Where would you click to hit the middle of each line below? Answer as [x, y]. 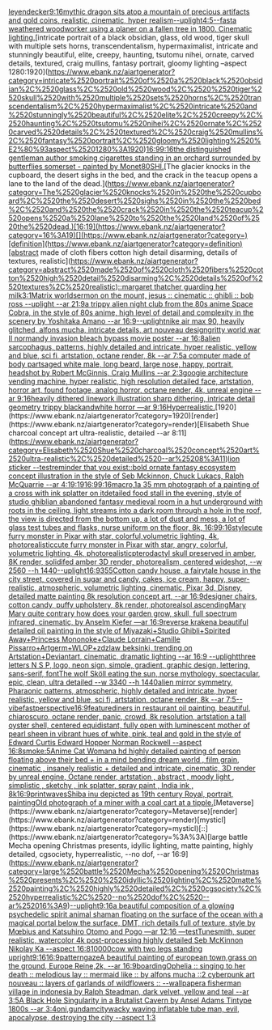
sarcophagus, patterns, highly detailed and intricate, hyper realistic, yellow [133, 347]
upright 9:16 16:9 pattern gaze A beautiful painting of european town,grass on [133, 957]
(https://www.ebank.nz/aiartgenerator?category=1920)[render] [113, 415]
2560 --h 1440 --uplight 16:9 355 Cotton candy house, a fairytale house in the [135, 570]
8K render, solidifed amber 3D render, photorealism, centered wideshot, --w [135, 562]
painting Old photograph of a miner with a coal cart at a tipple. [111, 803]
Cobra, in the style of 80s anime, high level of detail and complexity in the [131, 312]
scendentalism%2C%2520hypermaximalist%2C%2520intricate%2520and [133, 106]
